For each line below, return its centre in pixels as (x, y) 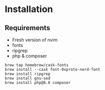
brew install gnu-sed (28, 78)
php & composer (29, 56)
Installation (29, 9)
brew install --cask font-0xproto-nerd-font (52, 69)
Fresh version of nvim (35, 40)
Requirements (27, 28)
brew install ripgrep (28, 74)
